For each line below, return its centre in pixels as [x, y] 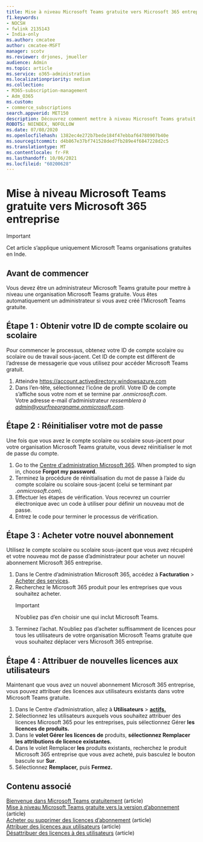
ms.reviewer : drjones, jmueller [47, 57]
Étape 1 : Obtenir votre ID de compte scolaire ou [97, 326]
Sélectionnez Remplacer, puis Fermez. [64, 767]
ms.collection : [25, 85]
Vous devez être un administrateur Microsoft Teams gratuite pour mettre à [98, 288]
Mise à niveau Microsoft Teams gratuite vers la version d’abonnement [93, 808]
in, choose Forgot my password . [56, 471]
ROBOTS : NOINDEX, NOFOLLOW [40, 125]
